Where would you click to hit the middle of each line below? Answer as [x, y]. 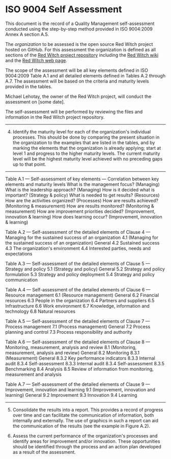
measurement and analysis [34, 374]
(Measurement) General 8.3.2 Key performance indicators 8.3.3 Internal [80, 358]
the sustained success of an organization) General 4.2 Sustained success [82, 242]
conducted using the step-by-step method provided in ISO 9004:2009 [79, 29]
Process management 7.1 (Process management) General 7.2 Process [78, 327]
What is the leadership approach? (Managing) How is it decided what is [80, 190]
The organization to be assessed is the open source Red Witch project [79, 44]
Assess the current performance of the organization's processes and [85, 436]
